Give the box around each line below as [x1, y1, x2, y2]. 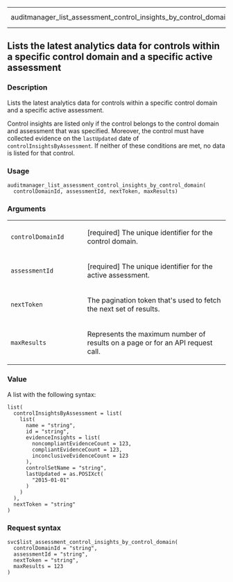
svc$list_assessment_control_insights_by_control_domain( [7, 538, 178, 545]
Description [7, 83, 48, 92]
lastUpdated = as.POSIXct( [25, 470, 104, 477]
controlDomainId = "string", [13, 545, 98, 551]
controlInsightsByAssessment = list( [13, 409, 123, 417]
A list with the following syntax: [7, 390, 96, 398]
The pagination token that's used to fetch [87, 296, 221, 305]
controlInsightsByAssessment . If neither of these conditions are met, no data [7, 142, 225, 150]
